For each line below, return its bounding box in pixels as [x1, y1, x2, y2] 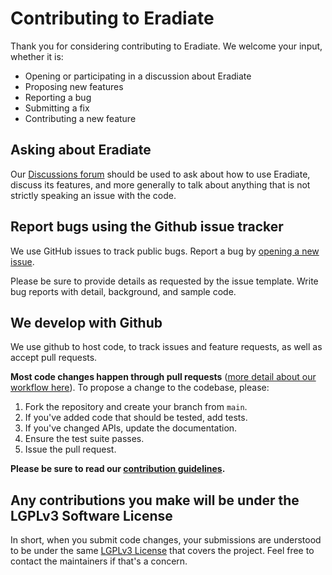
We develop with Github [10, 314, 163, 331]
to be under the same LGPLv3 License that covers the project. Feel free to [10, 545, 315, 557]
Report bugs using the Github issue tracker [10, 218, 284, 236]
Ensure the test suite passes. [24, 433, 145, 445]
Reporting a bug [24, 91, 92, 103]
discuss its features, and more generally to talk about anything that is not [10, 178, 311, 191]
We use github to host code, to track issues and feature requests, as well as [10, 341, 323, 353]
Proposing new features [24, 80, 124, 92]
